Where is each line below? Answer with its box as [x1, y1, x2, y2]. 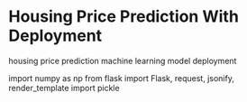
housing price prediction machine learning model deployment [8, 55, 237, 66]
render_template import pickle [8, 82, 120, 93]
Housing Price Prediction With [8, 6, 240, 27]
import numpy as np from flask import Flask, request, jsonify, [8, 72, 235, 83]
